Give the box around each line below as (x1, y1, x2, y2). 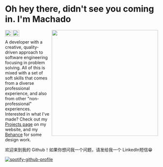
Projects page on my (5, 121, 47, 127)
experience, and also (5, 91, 47, 96)
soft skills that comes (5, 75, 48, 81)
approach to (18, 49, 43, 55)
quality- (23, 44, 39, 50)
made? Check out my (5, 116, 48, 122)
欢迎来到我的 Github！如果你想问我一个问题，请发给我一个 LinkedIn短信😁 (5, 147, 153, 152)
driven (5, 49, 18, 55)
